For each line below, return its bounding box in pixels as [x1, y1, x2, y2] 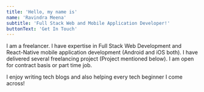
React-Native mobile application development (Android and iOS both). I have [6, 49, 198, 56]
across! [6, 80, 26, 87]
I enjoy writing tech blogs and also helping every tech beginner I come [6, 73, 183, 80]
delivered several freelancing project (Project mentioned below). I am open [6, 55, 194, 62]
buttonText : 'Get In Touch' [6, 25, 78, 32]
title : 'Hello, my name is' [6, 8, 78, 15]
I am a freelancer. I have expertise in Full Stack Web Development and [6, 42, 181, 50]
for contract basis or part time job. [6, 62, 93, 69]
